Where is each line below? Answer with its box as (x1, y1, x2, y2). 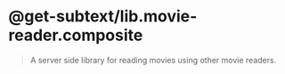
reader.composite (8, 25, 143, 45)
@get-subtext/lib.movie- (8, 6, 198, 27)
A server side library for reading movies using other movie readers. (29, 54, 277, 65)
